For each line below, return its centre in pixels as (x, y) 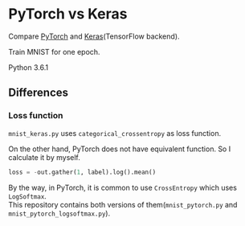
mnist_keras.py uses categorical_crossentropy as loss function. (115, 133)
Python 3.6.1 (29, 67)
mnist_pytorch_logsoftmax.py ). (59, 213)
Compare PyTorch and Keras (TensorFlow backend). (94, 36)
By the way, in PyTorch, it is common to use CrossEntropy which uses (122, 187)
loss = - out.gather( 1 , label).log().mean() (82, 172)
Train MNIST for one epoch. (54, 51)
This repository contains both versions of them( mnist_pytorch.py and (123, 204)
